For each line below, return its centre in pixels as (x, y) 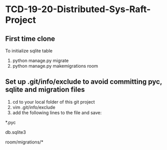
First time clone (30, 39)
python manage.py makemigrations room (55, 66)
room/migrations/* (24, 142)
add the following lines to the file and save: (57, 113)
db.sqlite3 (16, 132)
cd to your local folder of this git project (53, 102)
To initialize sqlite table (29, 51)
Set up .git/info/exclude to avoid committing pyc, (84, 82)
